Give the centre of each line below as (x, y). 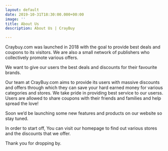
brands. (13, 72)
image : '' (16, 19)
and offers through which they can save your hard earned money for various (84, 87)
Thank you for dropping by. (33, 143)
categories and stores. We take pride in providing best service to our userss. (84, 93)
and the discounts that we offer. (38, 133)
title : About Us (22, 24)
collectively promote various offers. (42, 57)
